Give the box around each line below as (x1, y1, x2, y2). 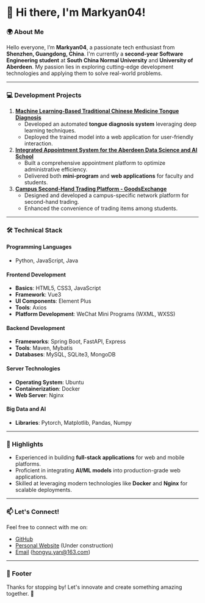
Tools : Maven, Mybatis (15, 344, 73, 352)
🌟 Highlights (6, 439, 44, 448)
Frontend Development (6, 271, 66, 278)
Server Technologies (6, 364, 60, 372)
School (15, 153, 34, 160)
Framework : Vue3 (15, 291, 62, 298)
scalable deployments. (15, 486, 72, 494)
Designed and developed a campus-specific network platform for (24, 192, 189, 199)
